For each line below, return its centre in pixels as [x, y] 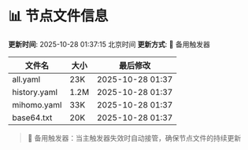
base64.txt [32, 117]
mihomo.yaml [37, 104]
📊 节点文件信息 [58, 16]
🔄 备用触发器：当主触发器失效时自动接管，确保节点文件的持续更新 [134, 137]
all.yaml [26, 79]
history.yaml [35, 92]
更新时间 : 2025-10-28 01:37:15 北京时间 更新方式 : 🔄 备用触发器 [109, 44]
